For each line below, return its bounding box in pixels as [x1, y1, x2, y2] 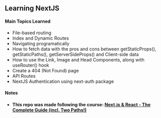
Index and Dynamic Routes [12, 35, 69, 41]
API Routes [12, 73, 36, 79]
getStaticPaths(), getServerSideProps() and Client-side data [12, 51, 139, 57]
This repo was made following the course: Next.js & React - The [12, 101, 151, 107]
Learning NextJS [5, 4, 59, 13]
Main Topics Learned [5, 18, 51, 24]
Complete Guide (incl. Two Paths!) [12, 107, 87, 113]
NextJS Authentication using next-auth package [12, 78, 114, 84]
